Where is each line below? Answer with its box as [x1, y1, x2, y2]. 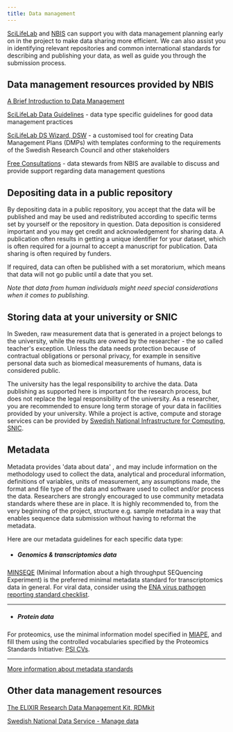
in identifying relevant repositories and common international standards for [7, 44, 221, 52]
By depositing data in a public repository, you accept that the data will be [7, 205, 216, 214]
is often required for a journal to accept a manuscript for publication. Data [7, 242, 218, 250]
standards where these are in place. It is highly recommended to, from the [7, 499, 219, 507]
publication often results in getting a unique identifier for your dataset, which [7, 235, 226, 243]
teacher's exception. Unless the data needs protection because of [7, 345, 196, 353]
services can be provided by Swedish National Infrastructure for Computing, [7, 417, 225, 425]
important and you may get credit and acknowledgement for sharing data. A [7, 227, 224, 236]
